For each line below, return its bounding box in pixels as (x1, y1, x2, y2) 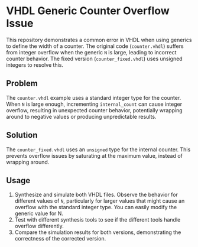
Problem (6, 79, 38, 89)
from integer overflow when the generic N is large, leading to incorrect (6, 48, 177, 56)
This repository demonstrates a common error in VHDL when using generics (6, 36, 192, 43)
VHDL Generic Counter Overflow (6, 4, 170, 18)
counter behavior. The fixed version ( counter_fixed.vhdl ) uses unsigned (6, 55, 183, 62)
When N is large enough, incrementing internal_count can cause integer (6, 100, 182, 108)
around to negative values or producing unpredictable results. (6, 113, 157, 120)
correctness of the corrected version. (14, 235, 106, 242)
